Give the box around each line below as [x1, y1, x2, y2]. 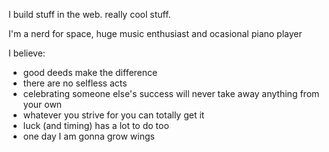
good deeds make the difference [22, 67, 158, 78]
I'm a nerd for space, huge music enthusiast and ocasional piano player [8, 28, 303, 39]
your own [22, 99, 63, 110]
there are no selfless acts [22, 77, 128, 89]
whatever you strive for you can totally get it [22, 109, 205, 121]
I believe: [8, 47, 46, 59]
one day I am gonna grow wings [22, 130, 155, 142]
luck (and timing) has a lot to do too [22, 120, 170, 131]
